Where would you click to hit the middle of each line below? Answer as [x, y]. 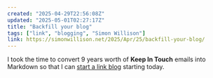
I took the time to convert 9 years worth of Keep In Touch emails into [106, 59]
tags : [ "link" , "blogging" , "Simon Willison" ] [76, 33]
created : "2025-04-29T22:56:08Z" [56, 14]
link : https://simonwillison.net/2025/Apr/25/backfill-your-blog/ [106, 40]
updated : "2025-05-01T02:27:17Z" [56, 20]
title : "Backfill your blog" [50, 26]
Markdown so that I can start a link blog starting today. [86, 67]
